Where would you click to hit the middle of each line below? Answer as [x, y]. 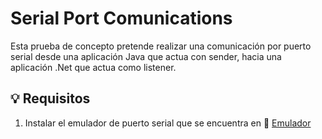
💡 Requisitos [50, 98]
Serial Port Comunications [121, 18]
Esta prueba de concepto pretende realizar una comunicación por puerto [161, 46]
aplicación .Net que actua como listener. [93, 67]
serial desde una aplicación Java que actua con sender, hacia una [146, 56]
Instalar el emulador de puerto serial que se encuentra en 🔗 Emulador [168, 123]
